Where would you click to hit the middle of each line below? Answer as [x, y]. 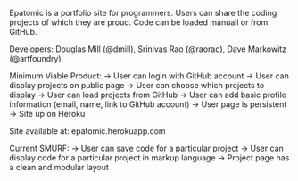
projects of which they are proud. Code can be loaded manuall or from [139, 22]
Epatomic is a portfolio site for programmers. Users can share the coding [143, 13]
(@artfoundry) [35, 58]
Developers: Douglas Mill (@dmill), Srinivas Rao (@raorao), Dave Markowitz [148, 49]
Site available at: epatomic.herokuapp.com [88, 131]
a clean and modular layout [59, 167]
